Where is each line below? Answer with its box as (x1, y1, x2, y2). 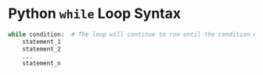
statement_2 (22, 45, 61, 53)
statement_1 (22, 37, 61, 45)
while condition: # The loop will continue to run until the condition (8, 30, 250, 38)
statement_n (22, 59, 61, 67)
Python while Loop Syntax (8, 5, 182, 23)
